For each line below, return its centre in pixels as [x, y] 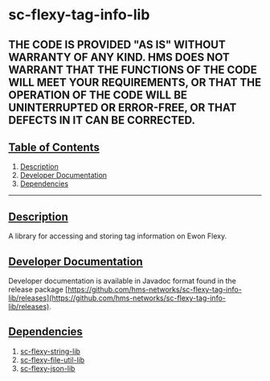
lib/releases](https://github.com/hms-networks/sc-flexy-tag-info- [117, 298]
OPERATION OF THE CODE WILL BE [98, 95]
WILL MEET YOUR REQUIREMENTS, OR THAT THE [135, 82]
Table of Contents [54, 147]
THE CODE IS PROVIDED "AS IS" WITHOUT [117, 45]
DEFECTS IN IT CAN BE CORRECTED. [102, 120]
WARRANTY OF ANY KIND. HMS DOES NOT [119, 57]
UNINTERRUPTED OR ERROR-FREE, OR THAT [123, 108]
